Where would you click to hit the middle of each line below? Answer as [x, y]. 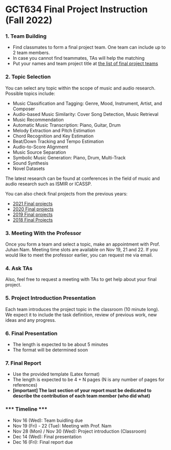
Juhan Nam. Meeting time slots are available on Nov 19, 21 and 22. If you [82, 250]
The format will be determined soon [50, 350]
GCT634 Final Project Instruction [77, 9]
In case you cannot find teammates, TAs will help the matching [79, 58]
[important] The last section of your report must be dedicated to [82, 390]
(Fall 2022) [29, 20]
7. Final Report [23, 363]
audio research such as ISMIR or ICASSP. [49, 184]
